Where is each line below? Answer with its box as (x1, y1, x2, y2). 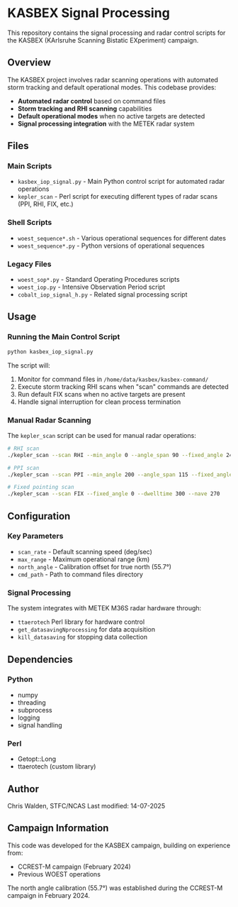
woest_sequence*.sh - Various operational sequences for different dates (17, 233, 227, 242)
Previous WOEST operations (17, 869, 101, 878)
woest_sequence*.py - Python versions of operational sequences (17, 241, 205, 250)
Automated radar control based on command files (17, 97, 166, 105)
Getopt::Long (17, 754, 57, 764)
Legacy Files (7, 259, 52, 269)
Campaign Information (7, 822, 109, 835)
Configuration (7, 510, 71, 522)
